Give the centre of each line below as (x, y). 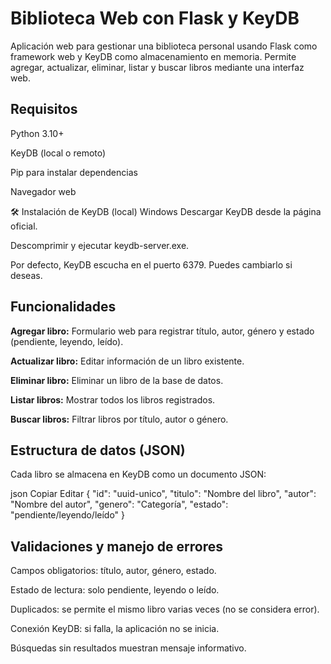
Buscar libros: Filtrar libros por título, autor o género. (119, 419)
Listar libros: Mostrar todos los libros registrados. (113, 399)
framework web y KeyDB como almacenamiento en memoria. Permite (153, 56)
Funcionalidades (63, 307)
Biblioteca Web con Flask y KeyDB (155, 18)
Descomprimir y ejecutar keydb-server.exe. (100, 245)
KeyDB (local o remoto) (58, 153)
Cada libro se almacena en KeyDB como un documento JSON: (138, 474)
